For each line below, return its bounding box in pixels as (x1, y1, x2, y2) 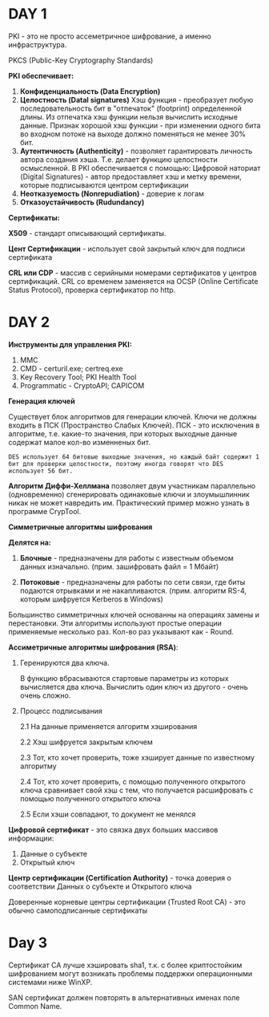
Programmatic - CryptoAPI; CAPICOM (19, 380, 145, 390)
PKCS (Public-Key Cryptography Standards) (8, 55, 154, 65)
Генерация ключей (8, 396, 75, 406)
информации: (8, 833, 54, 843)
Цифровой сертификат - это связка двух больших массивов (8, 825, 219, 834)
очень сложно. (19, 691, 71, 700)
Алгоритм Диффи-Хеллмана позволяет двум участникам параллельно (8, 480, 256, 490)
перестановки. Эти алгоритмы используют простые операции (8, 618, 223, 628)
